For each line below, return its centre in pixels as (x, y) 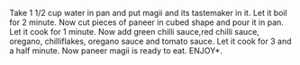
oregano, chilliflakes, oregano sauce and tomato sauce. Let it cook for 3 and (150, 41)
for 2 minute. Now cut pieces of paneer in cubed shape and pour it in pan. (146, 22)
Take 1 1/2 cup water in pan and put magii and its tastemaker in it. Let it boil (148, 13)
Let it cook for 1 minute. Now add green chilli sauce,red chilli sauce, (134, 32)
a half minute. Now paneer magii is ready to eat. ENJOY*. (116, 51)
